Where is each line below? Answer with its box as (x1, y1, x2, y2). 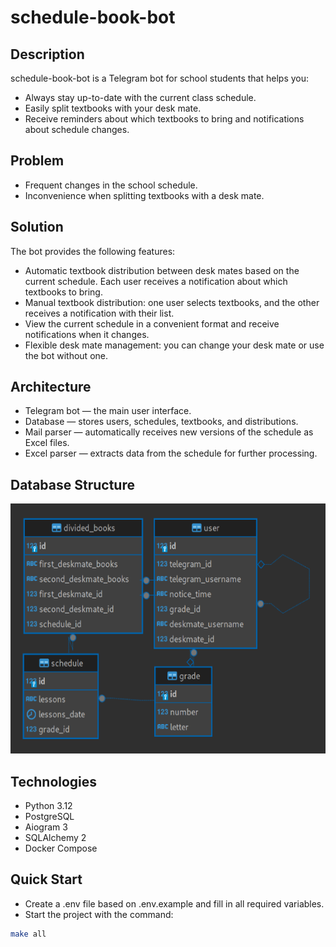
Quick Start (10, 871, 83, 888)
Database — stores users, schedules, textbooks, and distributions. (24, 416, 299, 428)
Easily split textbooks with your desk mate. (24, 102, 202, 114)
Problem (10, 152, 65, 170)
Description (10, 46, 85, 63)
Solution (10, 219, 64, 236)
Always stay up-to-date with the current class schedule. (24, 92, 257, 103)
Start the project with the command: (24, 908, 174, 920)
